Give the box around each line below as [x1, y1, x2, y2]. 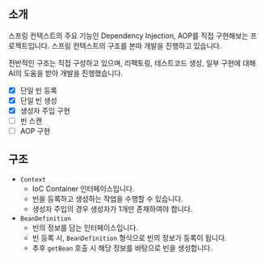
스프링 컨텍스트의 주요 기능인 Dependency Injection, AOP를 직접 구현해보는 [8, 31, 249, 41]
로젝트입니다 [8, 41, 48, 50]
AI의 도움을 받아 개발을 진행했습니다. [8, 68, 124, 78]
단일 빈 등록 [19, 85, 58, 95]
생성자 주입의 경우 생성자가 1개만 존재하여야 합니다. [32, 203, 193, 213]
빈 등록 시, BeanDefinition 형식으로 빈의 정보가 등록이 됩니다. [32, 233, 228, 242]
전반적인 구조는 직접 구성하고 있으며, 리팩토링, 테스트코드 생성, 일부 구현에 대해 [8, 58, 256, 67]
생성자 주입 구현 [19, 105, 70, 115]
